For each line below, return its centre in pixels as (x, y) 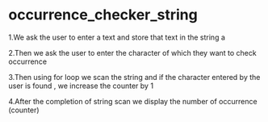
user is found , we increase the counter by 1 (81, 86)
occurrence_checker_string (103, 15)
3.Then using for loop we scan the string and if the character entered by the (134, 77)
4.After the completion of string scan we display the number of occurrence (133, 101)
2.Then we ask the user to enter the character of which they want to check (132, 53)
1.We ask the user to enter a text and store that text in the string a (117, 37)
